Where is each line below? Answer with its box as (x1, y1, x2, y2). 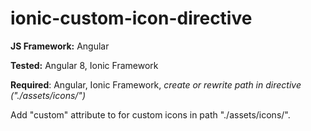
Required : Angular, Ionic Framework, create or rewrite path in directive (10, 78, 302, 91)
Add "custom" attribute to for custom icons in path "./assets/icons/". (10, 108, 291, 121)
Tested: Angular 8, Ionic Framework (10, 59, 159, 71)
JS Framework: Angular (10, 40, 110, 52)
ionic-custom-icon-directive (10, 7, 253, 30)
